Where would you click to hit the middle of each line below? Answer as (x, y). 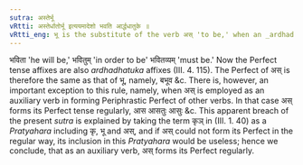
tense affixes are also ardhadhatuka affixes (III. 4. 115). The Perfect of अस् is (150, 70)
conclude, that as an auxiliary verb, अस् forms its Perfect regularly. (132, 151)
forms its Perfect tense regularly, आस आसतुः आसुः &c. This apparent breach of (149, 111)
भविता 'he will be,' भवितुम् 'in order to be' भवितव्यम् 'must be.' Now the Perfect (143, 60)
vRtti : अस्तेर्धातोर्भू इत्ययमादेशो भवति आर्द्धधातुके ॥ (80, 26)
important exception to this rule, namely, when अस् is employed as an (137, 90)
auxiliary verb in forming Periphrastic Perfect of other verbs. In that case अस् (151, 101)
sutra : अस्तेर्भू (32, 18)
